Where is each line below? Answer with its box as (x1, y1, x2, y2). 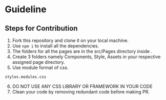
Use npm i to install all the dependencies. (12, 43, 99, 49)
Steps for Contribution (5, 24, 78, 33)
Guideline (5, 4, 47, 15)
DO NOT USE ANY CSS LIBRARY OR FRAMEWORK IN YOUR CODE (12, 83, 153, 89)
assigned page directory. (12, 59, 65, 65)
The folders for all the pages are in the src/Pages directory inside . (12, 48, 153, 54)
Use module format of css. (12, 65, 69, 70)
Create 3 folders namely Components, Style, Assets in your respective (12, 54, 161, 60)
